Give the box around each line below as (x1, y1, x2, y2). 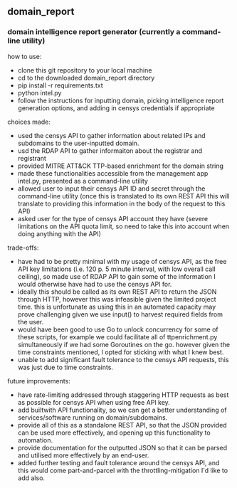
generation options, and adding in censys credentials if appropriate (17, 103, 215, 112)
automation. (17, 435, 53, 444)
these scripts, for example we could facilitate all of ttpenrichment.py (17, 332, 218, 341)
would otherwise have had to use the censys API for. (17, 280, 172, 288)
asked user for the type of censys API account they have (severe (17, 214, 209, 223)
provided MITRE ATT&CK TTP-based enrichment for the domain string (17, 161, 224, 170)
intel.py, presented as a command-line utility (17, 176, 148, 185)
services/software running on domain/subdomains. (17, 413, 168, 422)
